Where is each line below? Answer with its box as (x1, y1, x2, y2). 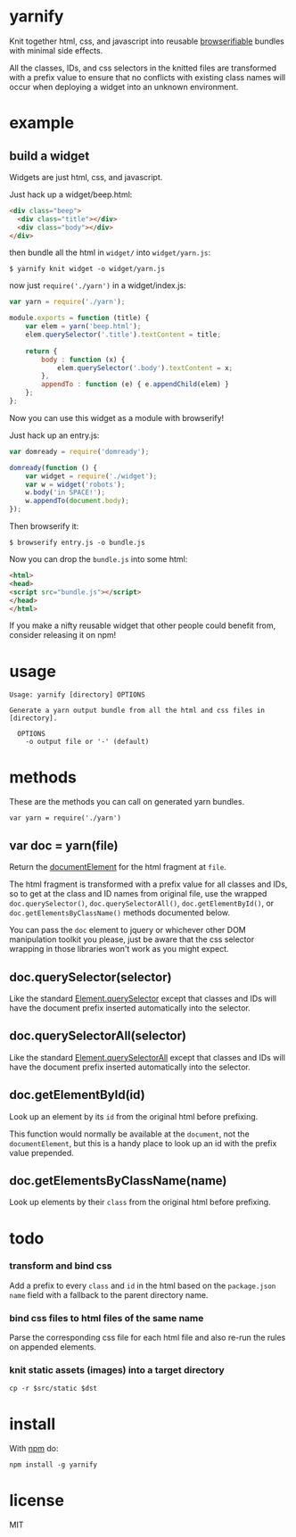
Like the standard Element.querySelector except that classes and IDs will (9, 993, 276, 1004)
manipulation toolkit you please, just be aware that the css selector (9, 934, 255, 945)
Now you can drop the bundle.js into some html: (9, 554, 188, 565)
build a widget (9, 148, 90, 163)
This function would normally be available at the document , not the (9, 1128, 250, 1139)
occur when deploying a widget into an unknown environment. (9, 81, 239, 92)
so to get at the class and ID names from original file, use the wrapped (9, 888, 267, 899)
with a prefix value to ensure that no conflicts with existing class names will (9, 71, 286, 82)
